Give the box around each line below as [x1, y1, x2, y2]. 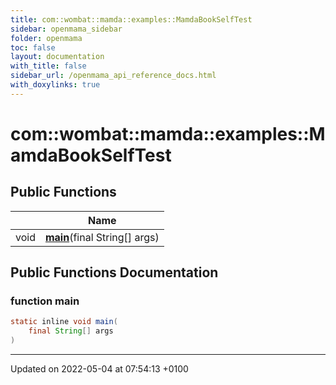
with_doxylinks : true [10, 80, 101, 90]
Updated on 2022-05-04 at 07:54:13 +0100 [10, 363, 189, 375]
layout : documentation [10, 52, 105, 62]
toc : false [10, 42, 56, 53]
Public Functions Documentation [10, 264, 219, 281]
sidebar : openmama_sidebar [10, 24, 123, 34]
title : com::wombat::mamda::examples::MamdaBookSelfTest [10, 14, 253, 25]
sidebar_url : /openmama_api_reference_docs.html [10, 71, 217, 81]
